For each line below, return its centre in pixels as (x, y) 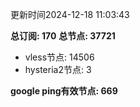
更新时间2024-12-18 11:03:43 (70, 14)
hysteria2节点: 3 (58, 69)
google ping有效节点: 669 (64, 91)
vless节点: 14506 (59, 57)
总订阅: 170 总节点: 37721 (63, 36)
